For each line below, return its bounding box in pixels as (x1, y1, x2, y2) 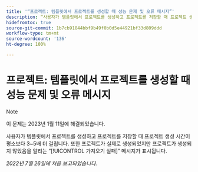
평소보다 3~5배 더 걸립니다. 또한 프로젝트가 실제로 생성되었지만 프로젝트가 (6, 140, 177, 147)
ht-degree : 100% (6, 42, 46, 48)
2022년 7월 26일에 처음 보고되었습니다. (6, 160, 97, 167)
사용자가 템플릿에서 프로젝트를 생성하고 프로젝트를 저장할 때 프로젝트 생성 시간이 (6, 133, 190, 140)
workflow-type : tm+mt (6, 31, 60, 36)
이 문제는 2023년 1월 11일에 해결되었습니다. (6, 120, 105, 127)
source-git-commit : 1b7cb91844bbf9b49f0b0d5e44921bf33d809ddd (6, 25, 162, 31)
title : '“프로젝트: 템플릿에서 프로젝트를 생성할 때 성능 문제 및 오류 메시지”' (6, 8, 175, 15)
